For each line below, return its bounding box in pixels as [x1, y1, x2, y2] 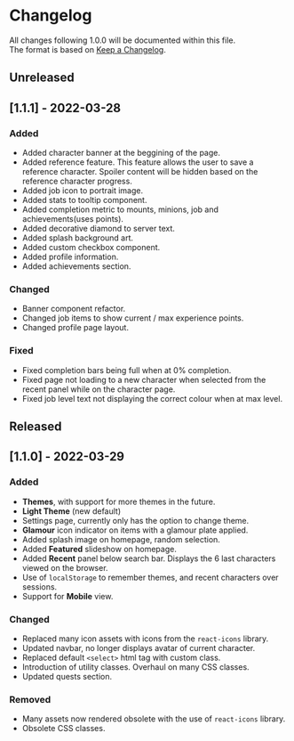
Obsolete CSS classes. [21, 723, 106, 734]
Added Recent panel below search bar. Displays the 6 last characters [21, 553, 276, 564]
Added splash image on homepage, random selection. [21, 533, 220, 544]
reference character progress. [21, 175, 133, 187]
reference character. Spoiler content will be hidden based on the [21, 167, 258, 177]
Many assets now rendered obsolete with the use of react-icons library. [21, 713, 286, 724]
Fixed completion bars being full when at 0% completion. [21, 364, 232, 375]
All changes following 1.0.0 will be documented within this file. [9, 35, 236, 45]
